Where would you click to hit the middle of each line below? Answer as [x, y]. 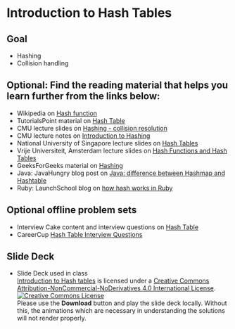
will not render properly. [51, 318]
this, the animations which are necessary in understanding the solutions [121, 311]
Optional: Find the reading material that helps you [118, 85]
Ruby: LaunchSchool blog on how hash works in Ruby [95, 188]
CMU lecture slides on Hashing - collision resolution [92, 128]
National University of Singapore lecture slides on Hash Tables [107, 143]
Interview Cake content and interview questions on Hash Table [107, 227]
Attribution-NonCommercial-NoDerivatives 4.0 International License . [116, 288]
